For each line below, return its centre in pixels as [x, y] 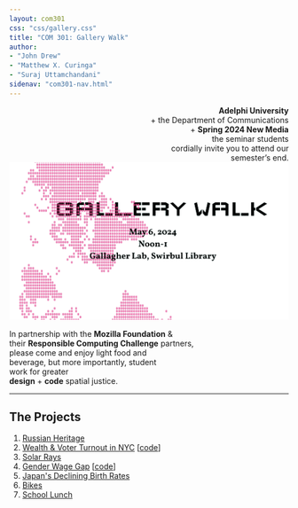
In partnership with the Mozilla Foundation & [91, 333]
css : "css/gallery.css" [53, 28]
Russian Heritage [53, 438]
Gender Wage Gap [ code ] [69, 466]
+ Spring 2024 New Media [239, 129]
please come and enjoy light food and [78, 352]
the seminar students [250, 138]
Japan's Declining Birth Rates [76, 476]
